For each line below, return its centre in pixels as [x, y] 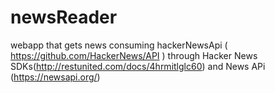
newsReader [64, 17]
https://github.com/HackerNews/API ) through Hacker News [134, 55]
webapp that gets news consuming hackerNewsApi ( [119, 45]
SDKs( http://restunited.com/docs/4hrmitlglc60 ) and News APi [138, 66]
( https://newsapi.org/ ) [55, 77]
